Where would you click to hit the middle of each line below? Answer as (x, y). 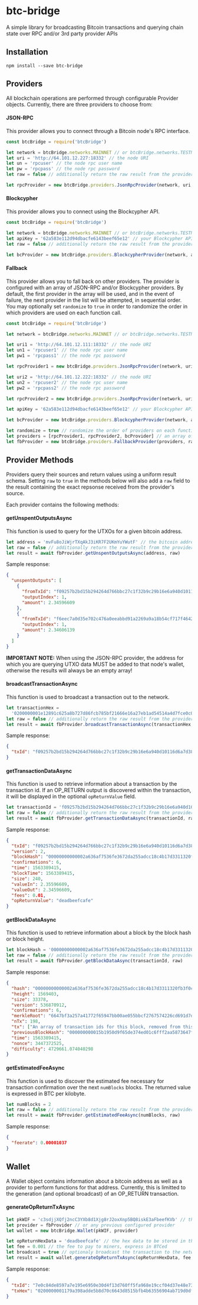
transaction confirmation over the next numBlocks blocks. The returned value (99, 1087)
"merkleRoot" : (29, 1016)
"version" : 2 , (29, 851)
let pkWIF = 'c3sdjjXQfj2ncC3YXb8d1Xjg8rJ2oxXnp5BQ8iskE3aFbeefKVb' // (96, 1219)
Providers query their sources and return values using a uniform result (91, 474)
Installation (27, 52)
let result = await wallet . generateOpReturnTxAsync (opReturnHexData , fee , (100, 1258)
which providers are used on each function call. (64, 313)
